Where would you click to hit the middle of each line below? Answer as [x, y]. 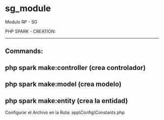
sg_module [28, 9]
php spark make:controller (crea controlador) [75, 68]
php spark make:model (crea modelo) [63, 84]
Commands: [24, 51]
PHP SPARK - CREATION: [31, 31]
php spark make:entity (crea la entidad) [67, 101]
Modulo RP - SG [21, 22]
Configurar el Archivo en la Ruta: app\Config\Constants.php [65, 112]
